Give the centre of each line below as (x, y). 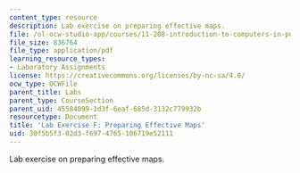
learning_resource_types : (57, 59)
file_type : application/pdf (62, 51)
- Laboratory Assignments (57, 68)
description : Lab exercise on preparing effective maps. (117, 26)
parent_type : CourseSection (62, 100)
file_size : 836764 (43, 42)
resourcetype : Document (54, 117)
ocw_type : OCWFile (43, 84)
